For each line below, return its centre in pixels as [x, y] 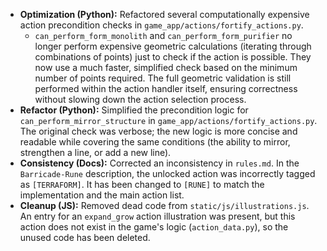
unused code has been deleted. [85, 237]
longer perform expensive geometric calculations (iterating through [173, 46]
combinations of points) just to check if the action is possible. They [173, 57]
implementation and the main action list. [102, 195]
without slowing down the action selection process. [140, 99]
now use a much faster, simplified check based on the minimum [166, 67]
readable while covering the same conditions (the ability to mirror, [155, 142]
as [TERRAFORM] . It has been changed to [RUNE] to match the [142, 184]
